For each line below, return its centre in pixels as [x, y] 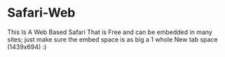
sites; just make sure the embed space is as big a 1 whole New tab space [113, 39]
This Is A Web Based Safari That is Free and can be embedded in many [110, 32]
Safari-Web [41, 13]
